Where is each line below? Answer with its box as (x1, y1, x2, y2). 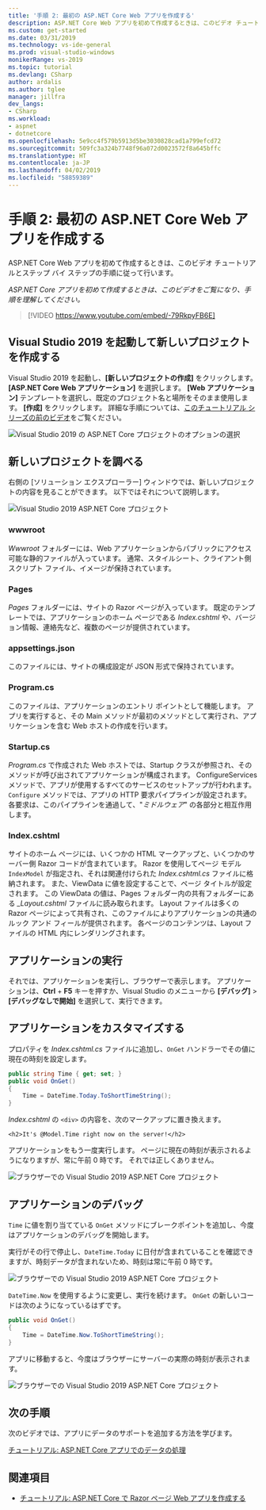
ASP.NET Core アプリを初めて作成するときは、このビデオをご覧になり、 (8, 285, 245, 294)
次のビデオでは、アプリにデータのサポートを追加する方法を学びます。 (8, 1428, 237, 1438)
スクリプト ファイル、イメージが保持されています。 (8, 563, 176, 573)
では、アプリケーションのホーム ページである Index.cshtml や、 (28, 612, 236, 623)
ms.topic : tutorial (8, 63, 73, 71)
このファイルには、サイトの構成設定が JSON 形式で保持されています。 (8, 661, 239, 671)
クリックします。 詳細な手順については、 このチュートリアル (51, 402, 247, 412)
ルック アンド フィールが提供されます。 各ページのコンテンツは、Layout (8, 918, 243, 928)
